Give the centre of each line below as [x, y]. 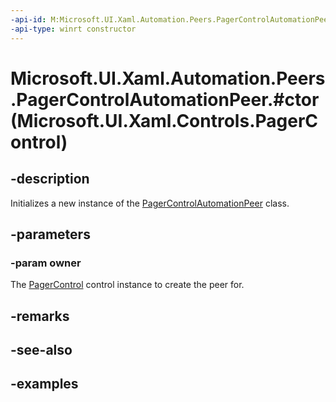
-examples [44, 384]
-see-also [41, 349]
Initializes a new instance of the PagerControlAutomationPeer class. [150, 203]
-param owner [46, 263]
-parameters [50, 234]
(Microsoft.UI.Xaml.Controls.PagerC [164, 120]
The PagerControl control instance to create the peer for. [127, 285]
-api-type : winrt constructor [73, 29]
